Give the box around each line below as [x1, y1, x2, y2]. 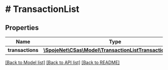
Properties [5, 23, 39, 32]
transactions [7, 46, 38, 53]
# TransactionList [5, 3, 79, 15]
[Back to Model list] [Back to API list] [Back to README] [5, 59, 120, 65]
